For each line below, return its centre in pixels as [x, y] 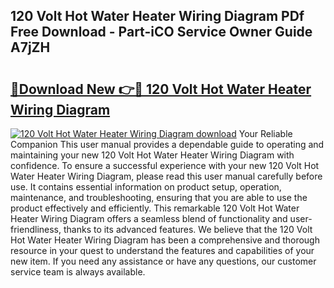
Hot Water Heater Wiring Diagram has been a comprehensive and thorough [165, 240]
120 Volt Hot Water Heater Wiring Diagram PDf [157, 16]
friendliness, [36, 229]
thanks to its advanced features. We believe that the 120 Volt [188, 229]
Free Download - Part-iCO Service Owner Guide [161, 32]
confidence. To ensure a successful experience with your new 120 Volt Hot [165, 165]
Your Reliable [265, 133]
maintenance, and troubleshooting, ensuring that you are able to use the [159, 197]
